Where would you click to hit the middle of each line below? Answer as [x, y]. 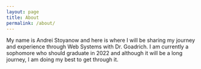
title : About [23, 18]
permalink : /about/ [31, 23]
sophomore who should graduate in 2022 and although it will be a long [94, 53]
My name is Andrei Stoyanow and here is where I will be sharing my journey [101, 41]
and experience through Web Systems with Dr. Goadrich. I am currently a [97, 47]
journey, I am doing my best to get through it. [62, 60]
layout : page [23, 12]
